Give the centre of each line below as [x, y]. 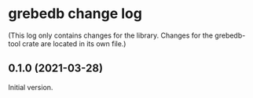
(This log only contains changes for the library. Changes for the [111, 35]
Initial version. [31, 87]
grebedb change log [75, 14]
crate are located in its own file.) [74, 43]
